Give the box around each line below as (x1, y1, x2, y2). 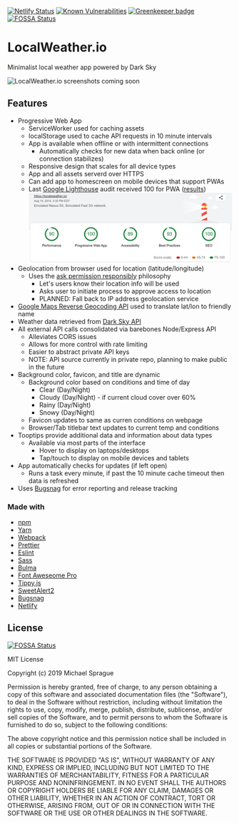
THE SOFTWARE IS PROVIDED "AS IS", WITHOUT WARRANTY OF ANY (7, 755, 215, 764)
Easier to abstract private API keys (28, 347, 130, 356)
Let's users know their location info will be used (39, 279, 180, 288)
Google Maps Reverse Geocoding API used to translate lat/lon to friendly (17, 302, 232, 310)
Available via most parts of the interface (28, 438, 146, 447)
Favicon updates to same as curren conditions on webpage (28, 415, 203, 424)
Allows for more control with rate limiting (28, 340, 148, 348)
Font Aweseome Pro (17, 571, 77, 580)
